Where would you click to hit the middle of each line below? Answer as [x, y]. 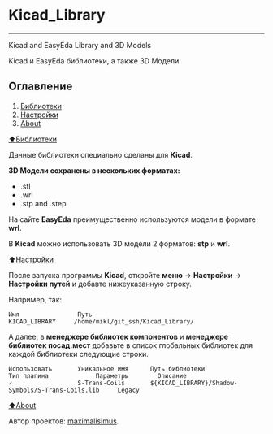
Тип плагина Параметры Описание [97, 375]
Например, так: [35, 299]
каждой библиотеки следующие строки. [78, 354]
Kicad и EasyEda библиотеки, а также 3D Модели [94, 61]
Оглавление [41, 87]
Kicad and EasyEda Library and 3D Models [80, 45]
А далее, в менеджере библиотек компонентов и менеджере [119, 336]
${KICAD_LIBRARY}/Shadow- [194, 383]
